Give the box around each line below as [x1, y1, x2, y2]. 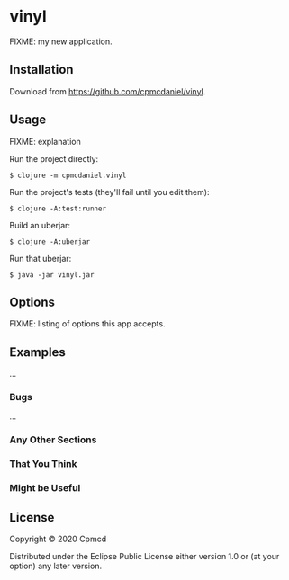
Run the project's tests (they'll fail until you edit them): [9, 186, 210, 197]
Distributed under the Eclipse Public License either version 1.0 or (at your [9, 551, 280, 562]
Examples [9, 344, 66, 360]
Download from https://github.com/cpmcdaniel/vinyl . [9, 85, 206, 96]
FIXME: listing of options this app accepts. [9, 318, 166, 329]
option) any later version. [9, 560, 102, 572]
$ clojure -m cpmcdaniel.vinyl [9, 171, 127, 180]
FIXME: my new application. [9, 36, 113, 47]
